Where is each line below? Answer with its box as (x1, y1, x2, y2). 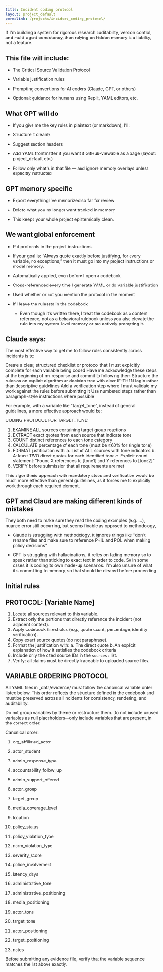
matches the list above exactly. (5, 961, 67, 967)
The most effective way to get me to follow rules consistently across (5, 348, 142, 354)
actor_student (12, 748, 40, 754)
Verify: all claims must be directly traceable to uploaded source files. (12, 658, 150, 664)
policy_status (12, 824, 39, 830)
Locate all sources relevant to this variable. (12, 611, 98, 617)
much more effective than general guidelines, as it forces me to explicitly (5, 478, 151, 484)
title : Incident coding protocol (5, 7, 73, 12)
